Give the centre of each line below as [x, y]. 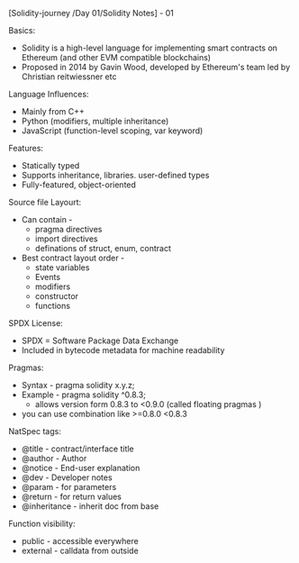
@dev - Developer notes [67, 477]
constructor [56, 296]
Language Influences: [49, 94]
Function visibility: [42, 523]
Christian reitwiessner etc [69, 77]
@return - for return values [72, 496]
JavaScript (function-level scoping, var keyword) [112, 131]
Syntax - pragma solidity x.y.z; [78, 385]
